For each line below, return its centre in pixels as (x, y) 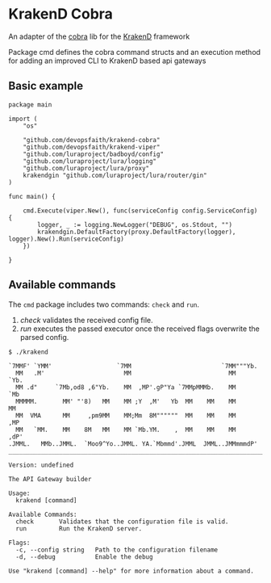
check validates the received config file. (86, 320)
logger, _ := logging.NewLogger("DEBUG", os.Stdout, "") (135, 224)
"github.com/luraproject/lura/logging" (90, 161)
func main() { (32, 196)
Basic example (46, 86)
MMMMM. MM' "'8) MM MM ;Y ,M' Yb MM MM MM (126, 401)
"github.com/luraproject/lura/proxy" (86, 168)
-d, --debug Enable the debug (84, 557)
